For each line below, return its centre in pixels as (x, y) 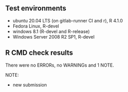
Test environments (36, 8)
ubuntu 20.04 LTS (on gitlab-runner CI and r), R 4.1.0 (68, 20)
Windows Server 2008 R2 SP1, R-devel (54, 37)
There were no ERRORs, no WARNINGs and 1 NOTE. (60, 65)
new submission (30, 85)
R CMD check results (39, 53)
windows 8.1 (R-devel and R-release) (51, 31)
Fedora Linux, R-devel (36, 26)
